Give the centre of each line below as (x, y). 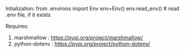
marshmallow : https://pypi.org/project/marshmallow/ (78, 37)
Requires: (17, 26)
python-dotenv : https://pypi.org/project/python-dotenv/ (82, 44)
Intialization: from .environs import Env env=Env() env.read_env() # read (92, 9)
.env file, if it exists (28, 15)
